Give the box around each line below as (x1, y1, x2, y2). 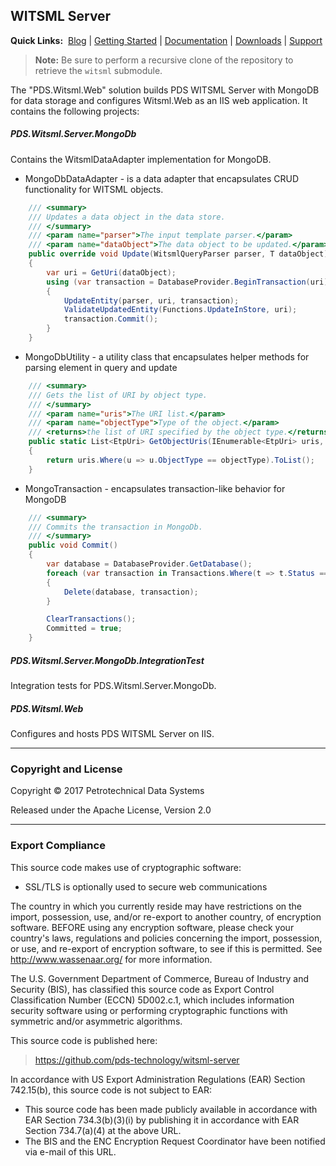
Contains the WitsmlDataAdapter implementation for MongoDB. (10, 153, 272, 165)
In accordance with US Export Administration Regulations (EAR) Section (10, 1073, 306, 1085)
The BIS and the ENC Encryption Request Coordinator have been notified (24, 1135, 326, 1147)
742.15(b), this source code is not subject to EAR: (10, 1084, 213, 1096)
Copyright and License (10, 762, 123, 776)
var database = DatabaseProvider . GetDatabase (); (46, 559, 253, 569)
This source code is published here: (10, 1034, 158, 1046)
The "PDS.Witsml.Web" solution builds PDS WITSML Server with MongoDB (10, 84, 320, 96)
